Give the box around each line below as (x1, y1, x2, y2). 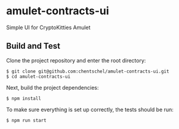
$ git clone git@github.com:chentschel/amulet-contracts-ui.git (6, 68, 169, 74)
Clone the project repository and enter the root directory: (6, 56, 146, 64)
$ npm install (6, 95, 42, 102)
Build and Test (6, 41, 61, 51)
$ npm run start (6, 117, 47, 123)
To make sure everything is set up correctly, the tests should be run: (6, 106, 174, 113)
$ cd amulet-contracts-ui (6, 73, 70, 80)
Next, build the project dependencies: (6, 84, 99, 91)
